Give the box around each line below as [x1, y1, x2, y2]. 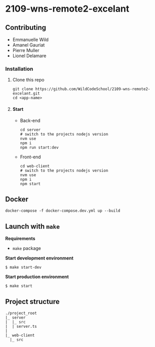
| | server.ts [5, 324, 37, 329]
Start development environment [5, 255, 74, 261]
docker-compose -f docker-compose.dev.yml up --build [5, 208, 121, 213]
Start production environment [5, 274, 69, 280]
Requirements [5, 236, 36, 242]
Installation [5, 65, 34, 72]
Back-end [20, 117, 41, 123]
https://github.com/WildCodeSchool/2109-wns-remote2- [35, 86, 150, 92]
